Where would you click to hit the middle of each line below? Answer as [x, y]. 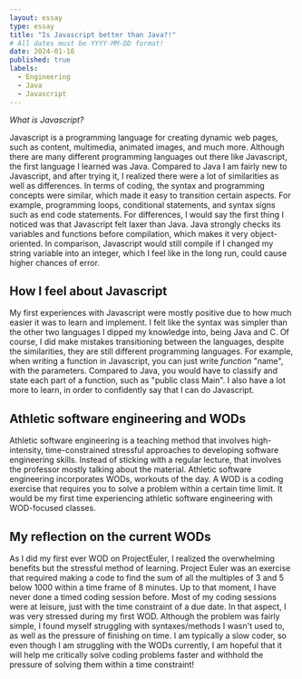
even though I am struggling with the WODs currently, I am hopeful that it [146, 645]
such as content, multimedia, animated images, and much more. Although [147, 147]
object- [264, 233]
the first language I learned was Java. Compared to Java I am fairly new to [148, 166]
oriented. [26, 243]
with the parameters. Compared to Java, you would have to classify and [144, 371]
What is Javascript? [47, 120]
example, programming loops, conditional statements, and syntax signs [143, 204]
